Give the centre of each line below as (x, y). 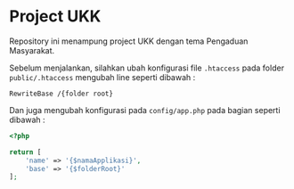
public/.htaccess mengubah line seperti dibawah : (102, 77)
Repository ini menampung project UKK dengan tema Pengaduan (129, 41)
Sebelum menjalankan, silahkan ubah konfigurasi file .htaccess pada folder (147, 68)
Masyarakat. (32, 50)
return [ (25, 152)
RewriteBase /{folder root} (61, 94)
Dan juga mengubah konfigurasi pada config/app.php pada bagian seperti (145, 110)
